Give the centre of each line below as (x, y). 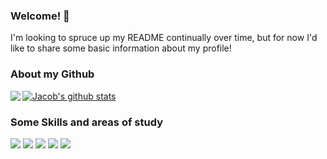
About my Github (52, 74)
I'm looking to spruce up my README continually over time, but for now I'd (164, 38)
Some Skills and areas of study (86, 122)
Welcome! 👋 (40, 16)
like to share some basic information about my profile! (121, 48)
